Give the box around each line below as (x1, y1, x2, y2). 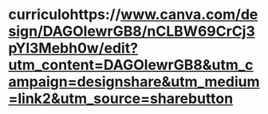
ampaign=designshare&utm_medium (8, 73, 260, 91)
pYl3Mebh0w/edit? (8, 40, 138, 57)
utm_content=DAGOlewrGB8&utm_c (8, 56, 254, 74)
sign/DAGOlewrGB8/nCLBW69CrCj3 (8, 22, 255, 40)
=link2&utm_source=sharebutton (8, 89, 234, 108)
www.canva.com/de (120, 6, 258, 24)
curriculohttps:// (8, 6, 121, 24)
